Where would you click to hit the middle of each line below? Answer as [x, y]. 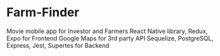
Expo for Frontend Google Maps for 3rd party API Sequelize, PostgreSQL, [110, 38]
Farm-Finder [43, 12]
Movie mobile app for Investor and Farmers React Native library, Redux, [107, 31]
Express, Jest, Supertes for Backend [58, 45]
